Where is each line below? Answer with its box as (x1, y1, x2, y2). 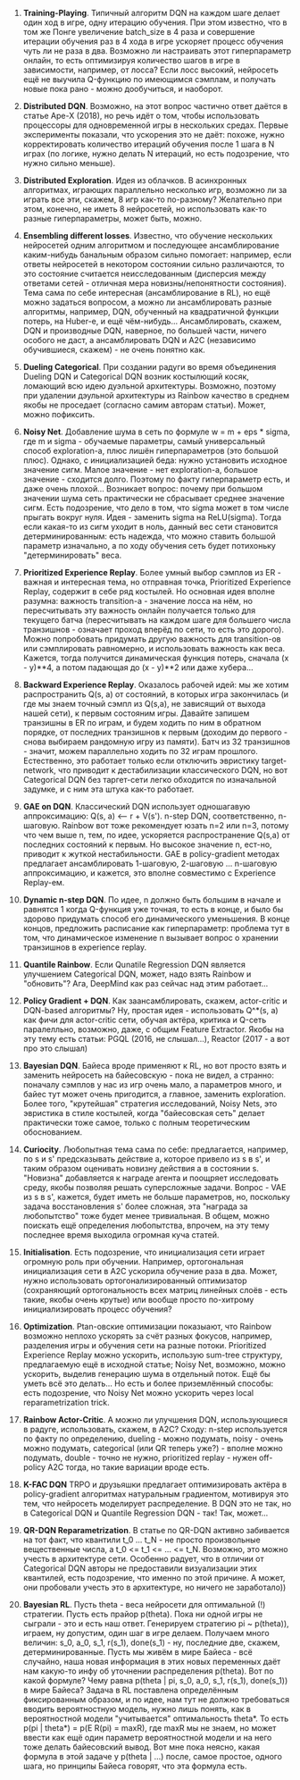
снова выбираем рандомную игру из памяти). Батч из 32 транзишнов (22, 736, 291, 747)
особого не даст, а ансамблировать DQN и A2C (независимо (22, 335, 257, 345)
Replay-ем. (22, 877, 65, 887)
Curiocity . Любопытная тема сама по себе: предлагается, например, (22, 1144, 289, 1154)
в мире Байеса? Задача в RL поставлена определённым (22, 1684, 239, 1695)
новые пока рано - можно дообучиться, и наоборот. (22, 84, 224, 94)
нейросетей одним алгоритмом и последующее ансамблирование (22, 240, 279, 250)
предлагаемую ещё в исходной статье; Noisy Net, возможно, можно (22, 1359, 287, 1370)
